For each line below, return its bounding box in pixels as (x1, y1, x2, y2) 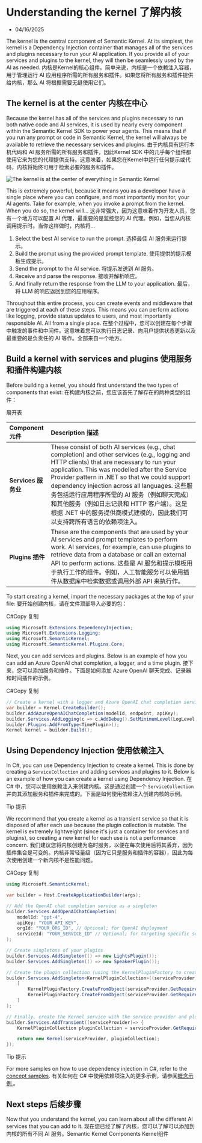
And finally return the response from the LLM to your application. (14, 280, 176, 287)
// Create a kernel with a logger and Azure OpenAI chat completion (6, 699, 182, 706)
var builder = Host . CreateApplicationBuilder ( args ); (6, 892, 141, 898)
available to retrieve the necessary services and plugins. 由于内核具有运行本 (6, 141, 195, 148)
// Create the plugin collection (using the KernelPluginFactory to (6, 969, 182, 975)
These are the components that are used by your (50, 528, 188, 536)
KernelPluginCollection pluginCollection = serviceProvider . (17, 1025, 173, 1031)
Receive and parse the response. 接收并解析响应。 (14, 272, 141, 280)
